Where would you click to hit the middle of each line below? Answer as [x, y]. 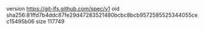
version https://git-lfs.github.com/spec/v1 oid [63, 9]
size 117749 [50, 21]
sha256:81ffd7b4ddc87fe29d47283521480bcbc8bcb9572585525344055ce [102, 15]
